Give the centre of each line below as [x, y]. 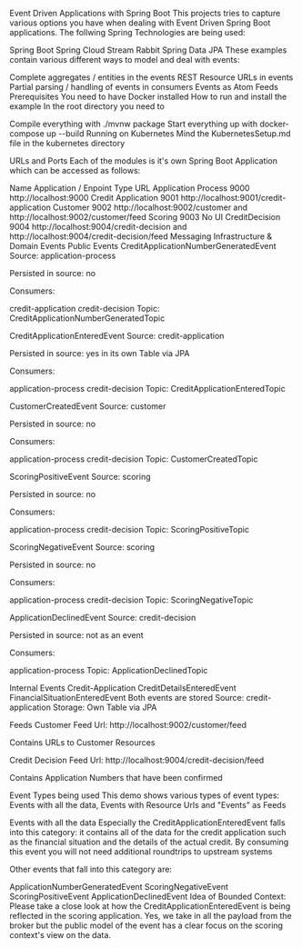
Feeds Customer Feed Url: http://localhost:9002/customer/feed [128, 725]
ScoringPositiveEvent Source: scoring [81, 477]
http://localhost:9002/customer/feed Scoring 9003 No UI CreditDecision [145, 217]
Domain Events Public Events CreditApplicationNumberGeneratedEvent [143, 246]
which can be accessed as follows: [75, 170]
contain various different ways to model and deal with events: [125, 60]
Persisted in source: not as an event [76, 635]
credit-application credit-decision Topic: [85, 309]
